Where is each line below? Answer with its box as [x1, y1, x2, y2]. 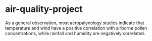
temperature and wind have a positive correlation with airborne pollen [5, 25, 148, 31]
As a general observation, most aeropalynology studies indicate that [5, 20, 145, 26]
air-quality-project [5, 3, 83, 15]
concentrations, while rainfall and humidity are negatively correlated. [5, 30, 145, 36]
